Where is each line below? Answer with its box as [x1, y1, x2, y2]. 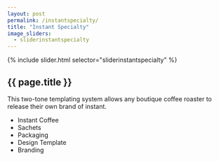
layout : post [7, 10, 46, 18]
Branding [17, 146, 44, 154]
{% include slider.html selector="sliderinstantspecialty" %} [7, 56, 178, 64]
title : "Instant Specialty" [7, 23, 90, 30]
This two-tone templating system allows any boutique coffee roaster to [7, 94, 212, 103]
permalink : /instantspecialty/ [7, 17, 99, 24]
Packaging [17, 131, 48, 139]
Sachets [17, 123, 41, 131]
